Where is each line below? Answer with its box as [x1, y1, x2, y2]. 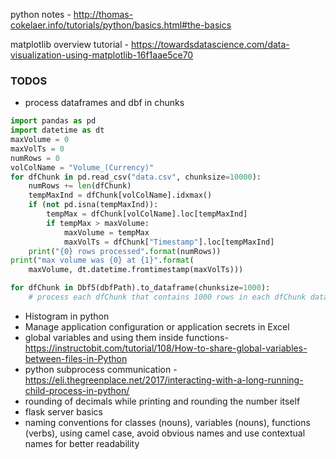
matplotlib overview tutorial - [10, 39, 129, 50]
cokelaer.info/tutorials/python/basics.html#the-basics [10, 19, 232, 31]
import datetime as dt [10, 125, 105, 136]
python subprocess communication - [24, 363, 178, 375]
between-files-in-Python [24, 352, 128, 364]
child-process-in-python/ [24, 384, 130, 396]
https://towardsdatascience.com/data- [130, 39, 290, 50]
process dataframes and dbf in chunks [24, 97, 185, 109]
